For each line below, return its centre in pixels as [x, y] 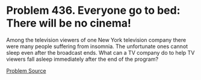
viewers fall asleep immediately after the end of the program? [82, 59]
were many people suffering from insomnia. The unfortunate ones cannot [97, 46]
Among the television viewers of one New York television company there [96, 40]
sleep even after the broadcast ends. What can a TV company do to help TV [100, 52]
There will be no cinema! [69, 23]
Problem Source [26, 70]
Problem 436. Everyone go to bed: [93, 11]
